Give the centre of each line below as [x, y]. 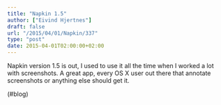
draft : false [26, 26]
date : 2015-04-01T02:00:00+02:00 [56, 46]
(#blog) [18, 94]
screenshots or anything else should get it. [69, 80]
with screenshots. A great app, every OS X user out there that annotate [109, 73]
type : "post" [26, 40]
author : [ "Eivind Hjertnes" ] [49, 20]
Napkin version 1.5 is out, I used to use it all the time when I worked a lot [110, 66]
